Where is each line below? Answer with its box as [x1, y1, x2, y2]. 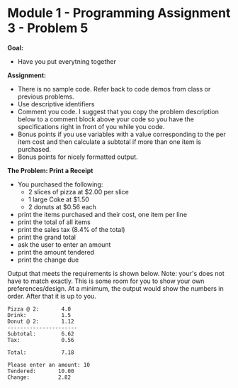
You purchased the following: [17, 179, 103, 189]
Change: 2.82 [7, 374, 72, 381]
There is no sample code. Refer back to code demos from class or [17, 84, 211, 93]
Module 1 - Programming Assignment [7, 5, 231, 21]
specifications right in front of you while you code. [17, 122, 165, 131]
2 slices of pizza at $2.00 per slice [28, 187, 129, 196]
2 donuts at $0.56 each [28, 202, 97, 211]
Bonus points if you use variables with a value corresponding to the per [17, 130, 226, 138]
